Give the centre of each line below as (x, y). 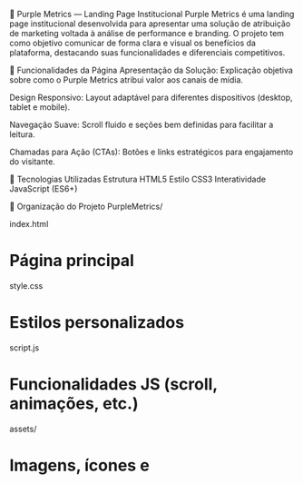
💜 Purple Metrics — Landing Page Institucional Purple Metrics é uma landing (152, 14)
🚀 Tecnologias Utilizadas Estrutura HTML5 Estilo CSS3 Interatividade (137, 179)
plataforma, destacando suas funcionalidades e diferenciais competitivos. (147, 53)
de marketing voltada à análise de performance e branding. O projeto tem (147, 33)
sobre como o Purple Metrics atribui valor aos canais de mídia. (126, 80)
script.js (24, 347)
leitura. (22, 134)
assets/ (23, 429)
